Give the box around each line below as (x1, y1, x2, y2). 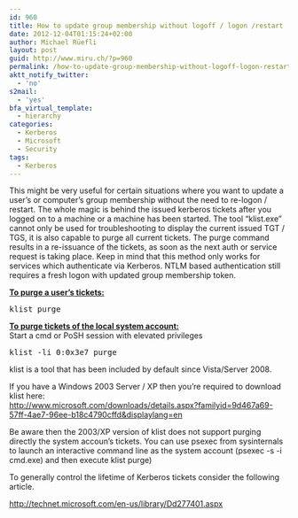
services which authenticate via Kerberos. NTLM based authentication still (9, 260, 281, 271)
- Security (17, 144, 58, 153)
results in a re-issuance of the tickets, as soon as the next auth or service (9, 242, 278, 252)
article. (9, 482, 35, 492)
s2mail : (9, 87, 38, 96)
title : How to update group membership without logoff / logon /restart (9, 21, 284, 30)
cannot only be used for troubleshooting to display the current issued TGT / (9, 223, 286, 234)
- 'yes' (17, 95, 46, 104)
